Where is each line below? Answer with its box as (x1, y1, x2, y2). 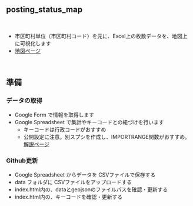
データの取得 (6, 97, 43, 105)
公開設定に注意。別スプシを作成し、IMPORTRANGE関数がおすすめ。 (23, 133, 190, 140)
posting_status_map (6, 5, 83, 15)
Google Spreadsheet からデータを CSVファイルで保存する (14, 171, 156, 178)
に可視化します (14, 39, 51, 46)
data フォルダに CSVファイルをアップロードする (14, 178, 132, 185)
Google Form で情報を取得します (14, 111, 94, 118)
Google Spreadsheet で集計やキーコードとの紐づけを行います (14, 118, 164, 125)
